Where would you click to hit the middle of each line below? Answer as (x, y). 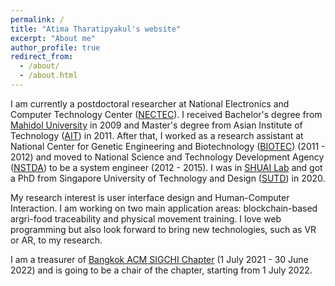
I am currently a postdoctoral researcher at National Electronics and (150, 103)
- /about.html (48, 76)
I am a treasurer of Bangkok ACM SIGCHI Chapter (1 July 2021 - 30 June (159, 259)
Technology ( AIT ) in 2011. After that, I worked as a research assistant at (157, 135)
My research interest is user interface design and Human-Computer (150, 197)
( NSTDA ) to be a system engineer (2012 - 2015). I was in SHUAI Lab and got (166, 167)
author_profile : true (55, 47)
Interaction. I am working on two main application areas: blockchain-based (164, 208)
